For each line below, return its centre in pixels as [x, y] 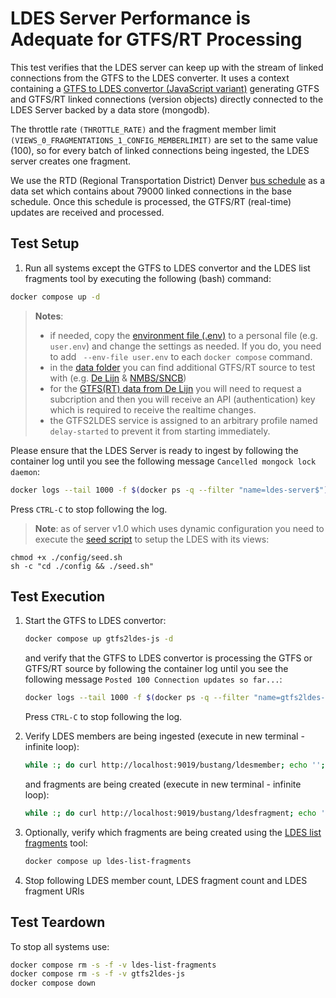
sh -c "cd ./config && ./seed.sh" [82, 566]
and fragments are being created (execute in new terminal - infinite [163, 784]
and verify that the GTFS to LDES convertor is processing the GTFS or [168, 658]
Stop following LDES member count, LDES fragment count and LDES [166, 880]
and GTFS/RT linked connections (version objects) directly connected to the [167, 99]
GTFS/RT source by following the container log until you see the [156, 669]
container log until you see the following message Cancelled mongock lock [163, 461]
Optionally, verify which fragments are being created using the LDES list [173, 832]
